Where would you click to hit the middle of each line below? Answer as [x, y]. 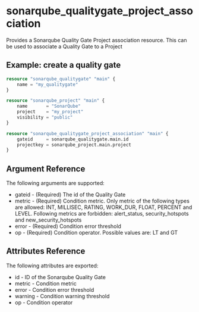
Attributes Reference [46, 251]
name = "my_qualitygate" [48, 85]
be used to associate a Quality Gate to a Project [64, 46]
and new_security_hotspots [48, 220]
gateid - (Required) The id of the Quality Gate [70, 195]
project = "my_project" [50, 112]
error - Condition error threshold [54, 289]
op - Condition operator [44, 302]
